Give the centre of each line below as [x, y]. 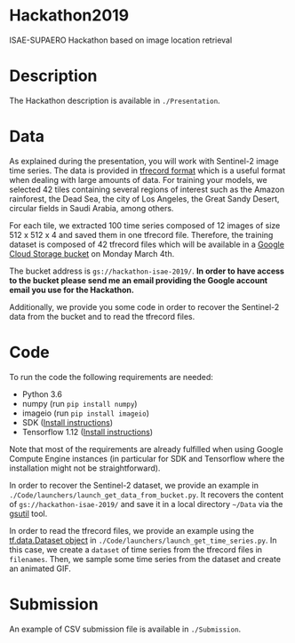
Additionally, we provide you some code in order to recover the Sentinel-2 [144, 306]
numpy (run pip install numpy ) [80, 403]
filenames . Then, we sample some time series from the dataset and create [145, 559]
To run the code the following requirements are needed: [111, 377]
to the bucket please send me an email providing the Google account [139, 280]
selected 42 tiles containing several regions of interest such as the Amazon [147, 189]
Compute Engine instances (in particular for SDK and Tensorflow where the [147, 458]
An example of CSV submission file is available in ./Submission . [125, 629]
